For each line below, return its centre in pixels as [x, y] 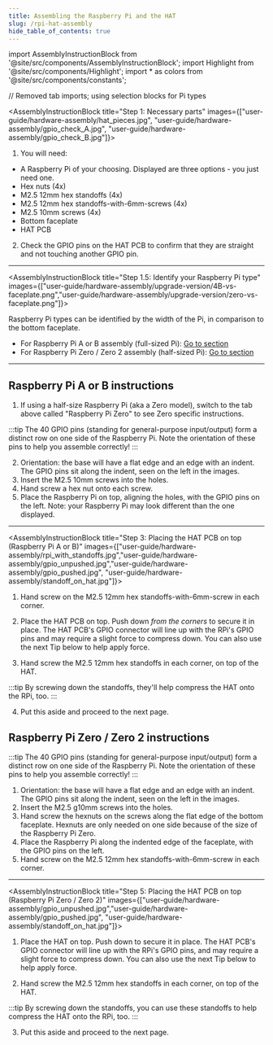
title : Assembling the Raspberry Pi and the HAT [92, 16]
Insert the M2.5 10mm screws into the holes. [94, 480]
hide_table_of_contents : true [60, 31]
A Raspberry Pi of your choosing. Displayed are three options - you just [139, 169]
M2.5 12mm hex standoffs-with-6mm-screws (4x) [104, 203]
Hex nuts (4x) [43, 186]
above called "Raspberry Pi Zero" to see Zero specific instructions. [132, 414]
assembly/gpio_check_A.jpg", [58, 129]
